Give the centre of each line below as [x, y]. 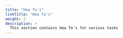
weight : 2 [16, 19]
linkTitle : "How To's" [29, 14]
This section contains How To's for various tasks [64, 28]
